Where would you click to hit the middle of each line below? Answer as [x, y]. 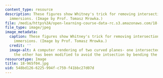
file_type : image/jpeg [28, 28]
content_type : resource [29, 9]
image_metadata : [21, 32]
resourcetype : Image [26, 59]
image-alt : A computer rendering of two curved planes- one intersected [84, 50]
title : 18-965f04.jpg [27, 63]
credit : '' [20, 46]
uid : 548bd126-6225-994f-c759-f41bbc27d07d [50, 68]
